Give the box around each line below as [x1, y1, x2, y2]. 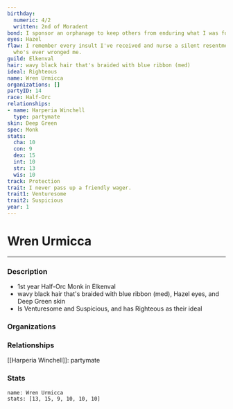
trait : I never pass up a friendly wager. [7, 184, 132, 191]
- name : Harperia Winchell [7, 107, 85, 114]
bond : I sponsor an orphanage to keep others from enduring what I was [7, 29, 218, 37]
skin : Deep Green [7, 119, 58, 127]
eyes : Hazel [7, 36, 42, 43]
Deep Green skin [17, 297, 66, 306]
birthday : [7, 10, 36, 17]
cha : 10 [13, 139, 36, 146]
